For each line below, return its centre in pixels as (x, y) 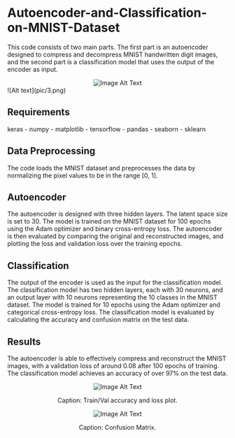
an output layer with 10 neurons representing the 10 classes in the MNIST (113, 298)
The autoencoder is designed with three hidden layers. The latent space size (117, 214)
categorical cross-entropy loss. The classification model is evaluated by (111, 312)
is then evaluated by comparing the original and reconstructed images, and (115, 236)
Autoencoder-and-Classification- (107, 13)
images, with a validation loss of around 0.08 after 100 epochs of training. (113, 366)
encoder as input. (33, 69)
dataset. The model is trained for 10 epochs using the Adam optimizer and (114, 305)
